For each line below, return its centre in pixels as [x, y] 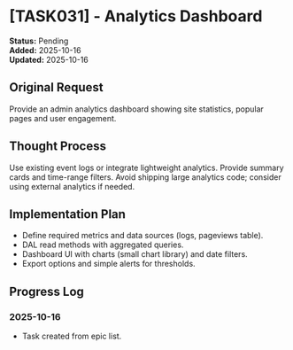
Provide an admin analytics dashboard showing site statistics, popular [136, 109]
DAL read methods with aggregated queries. [103, 245]
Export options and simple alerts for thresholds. [109, 264]
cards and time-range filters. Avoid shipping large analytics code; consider [145, 177]
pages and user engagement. [63, 118]
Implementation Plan [68, 214]
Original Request [56, 87]
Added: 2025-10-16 [45, 50]
